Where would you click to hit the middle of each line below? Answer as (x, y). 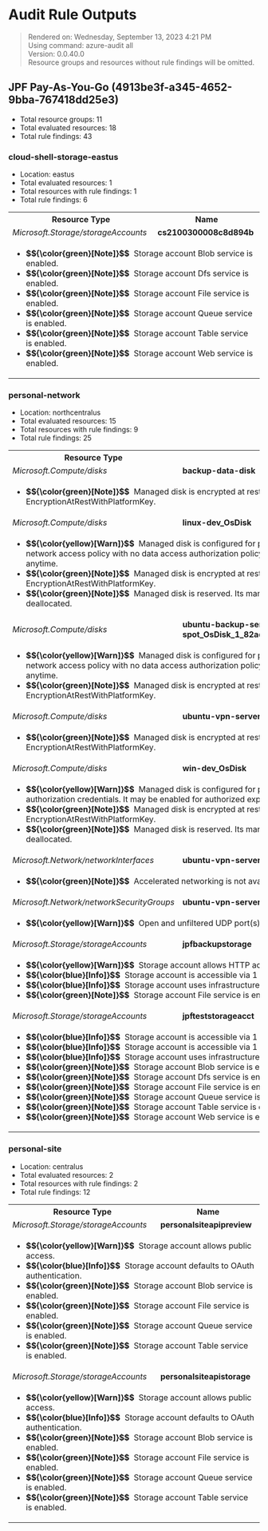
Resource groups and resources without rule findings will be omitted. (141, 62)
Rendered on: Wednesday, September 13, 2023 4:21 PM (120, 37)
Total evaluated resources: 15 (68, 421)
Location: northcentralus (60, 412)
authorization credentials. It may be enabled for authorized (136, 799)
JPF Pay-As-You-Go (59, 87)
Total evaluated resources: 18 (68, 127)
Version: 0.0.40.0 (56, 54)
